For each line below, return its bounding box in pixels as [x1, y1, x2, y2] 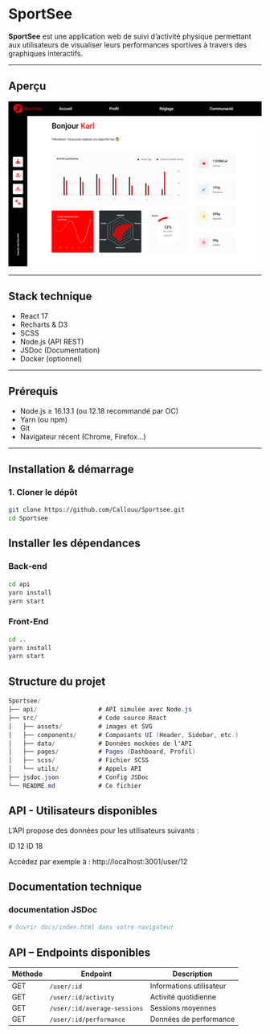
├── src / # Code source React [8, 714, 167, 722]
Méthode [11, 969, 43, 978]
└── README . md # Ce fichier [8, 781, 142, 789]
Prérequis [8, 385, 59, 398]
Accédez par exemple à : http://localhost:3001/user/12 [8, 856, 188, 866]
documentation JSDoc [8, 904, 98, 915]
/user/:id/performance [49, 1015, 126, 1024]
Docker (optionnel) [19, 353, 83, 363]
